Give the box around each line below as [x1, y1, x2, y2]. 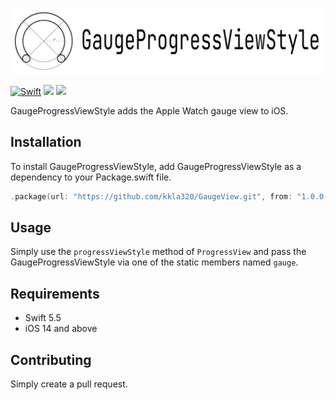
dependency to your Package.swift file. [10, 171, 172, 183]
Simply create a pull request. [10, 378, 128, 390]
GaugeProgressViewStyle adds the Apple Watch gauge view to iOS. [10, 104, 289, 117]
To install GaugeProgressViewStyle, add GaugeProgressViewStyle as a [10, 160, 302, 172]
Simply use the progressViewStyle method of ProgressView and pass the [10, 246, 307, 258]
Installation [10, 134, 82, 151]
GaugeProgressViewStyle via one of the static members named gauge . [10, 256, 299, 268]
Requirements [10, 285, 100, 302]
